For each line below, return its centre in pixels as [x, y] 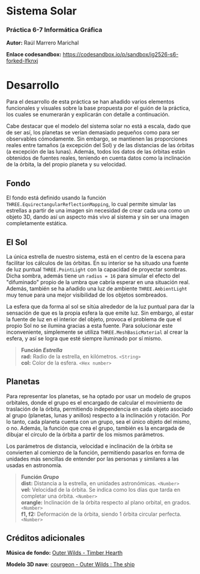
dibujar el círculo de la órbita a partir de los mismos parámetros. [85, 434]
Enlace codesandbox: [34, 55]
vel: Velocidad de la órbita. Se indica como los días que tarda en [101, 489]
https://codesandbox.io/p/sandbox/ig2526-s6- [121, 55]
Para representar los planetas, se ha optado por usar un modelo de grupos [98, 396]
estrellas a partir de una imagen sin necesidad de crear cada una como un [98, 211]
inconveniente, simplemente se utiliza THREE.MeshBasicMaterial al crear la [97, 332]
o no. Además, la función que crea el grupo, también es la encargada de [95, 428]
